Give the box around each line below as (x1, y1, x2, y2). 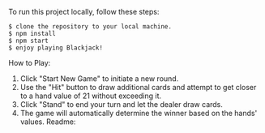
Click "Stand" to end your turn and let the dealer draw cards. (19, 100, 223, 109)
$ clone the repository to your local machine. (8, 23, 173, 31)
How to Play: (8, 58, 51, 67)
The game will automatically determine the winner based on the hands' (19, 109, 258, 118)
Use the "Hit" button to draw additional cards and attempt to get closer (19, 83, 257, 92)
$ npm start (8, 36, 49, 45)
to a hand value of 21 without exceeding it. (19, 91, 162, 101)
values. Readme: (19, 117, 76, 127)
